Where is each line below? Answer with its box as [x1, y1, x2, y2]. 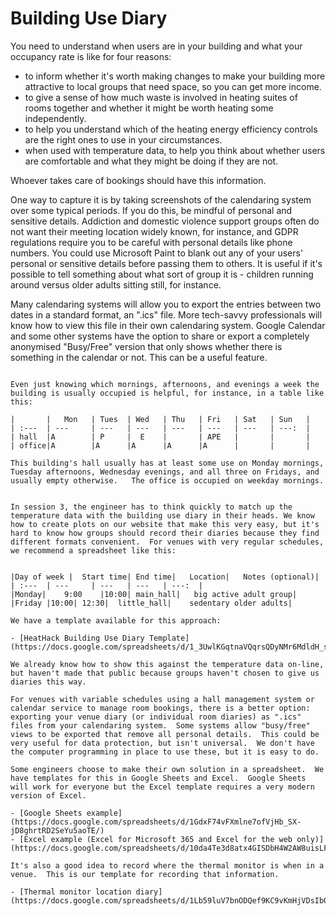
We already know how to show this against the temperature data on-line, [10, 659, 325, 669]
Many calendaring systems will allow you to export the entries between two [10, 298, 322, 310]
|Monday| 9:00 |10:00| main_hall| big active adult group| [10, 589, 298, 599]
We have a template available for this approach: [10, 615, 222, 626]
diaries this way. [10, 677, 87, 687]
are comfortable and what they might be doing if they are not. [24, 155, 279, 167]
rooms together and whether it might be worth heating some [24, 102, 274, 114]
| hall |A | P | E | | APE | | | [10, 432, 311, 442]
